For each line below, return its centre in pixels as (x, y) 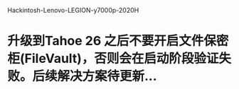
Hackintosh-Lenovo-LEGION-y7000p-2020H (73, 10)
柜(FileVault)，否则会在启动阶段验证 (113, 59)
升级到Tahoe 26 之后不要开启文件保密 (118, 41)
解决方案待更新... (107, 76)
